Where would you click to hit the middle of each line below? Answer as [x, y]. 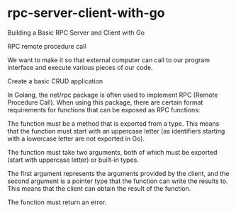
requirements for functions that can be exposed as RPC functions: [104, 110]
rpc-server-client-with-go [86, 13]
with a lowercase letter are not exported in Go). [76, 139]
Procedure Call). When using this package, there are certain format [105, 102]
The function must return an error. [57, 202]
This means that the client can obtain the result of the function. [99, 188]
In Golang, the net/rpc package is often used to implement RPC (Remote [113, 95]
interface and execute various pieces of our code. [80, 67]
